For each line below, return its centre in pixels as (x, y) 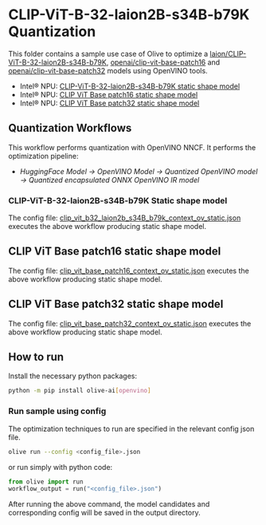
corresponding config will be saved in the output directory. (104, 513)
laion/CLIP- (228, 53)
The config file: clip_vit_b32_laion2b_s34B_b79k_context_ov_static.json (125, 218)
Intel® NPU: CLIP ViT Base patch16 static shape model (109, 94)
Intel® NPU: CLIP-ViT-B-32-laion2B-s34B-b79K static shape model (130, 86)
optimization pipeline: (43, 156)
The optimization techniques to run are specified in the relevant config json (131, 428)
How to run (36, 357)
